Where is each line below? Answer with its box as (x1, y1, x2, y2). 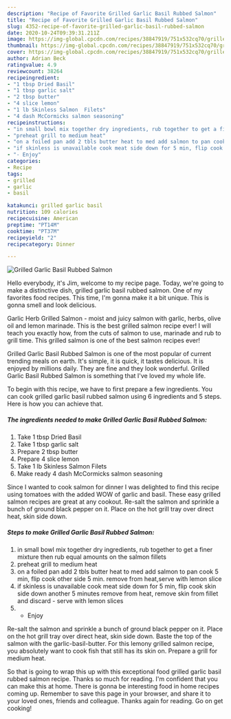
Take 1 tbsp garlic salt (16, 440, 79, 449)
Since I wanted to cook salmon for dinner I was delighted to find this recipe (7, 483, 219, 491)
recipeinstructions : (7, 119, 67, 126)
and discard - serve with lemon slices (16, 597, 124, 605)
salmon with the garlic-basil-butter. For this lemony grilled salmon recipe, (7, 640, 214, 648)
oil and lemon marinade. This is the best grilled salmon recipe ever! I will (7, 322, 212, 330)
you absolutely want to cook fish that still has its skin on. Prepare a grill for (7, 647, 218, 656)
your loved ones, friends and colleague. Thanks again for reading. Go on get (7, 697, 223, 705)
